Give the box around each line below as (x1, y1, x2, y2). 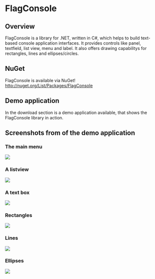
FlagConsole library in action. (5, 115, 64, 120)
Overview (5, 22, 35, 31)
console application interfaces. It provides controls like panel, (18, 40, 141, 46)
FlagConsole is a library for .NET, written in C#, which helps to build (5, 35, 140, 41)
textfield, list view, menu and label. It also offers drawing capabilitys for (5, 46, 147, 51)
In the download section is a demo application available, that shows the (5, 110, 147, 115)
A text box (5, 189, 30, 196)
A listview (5, 166, 29, 173)
